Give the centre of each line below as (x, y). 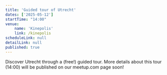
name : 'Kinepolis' (34, 29)
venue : (12, 24)
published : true (22, 47)
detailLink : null (24, 43)
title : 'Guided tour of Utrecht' (41, 10)
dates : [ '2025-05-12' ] (29, 15)
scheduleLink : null (26, 38)
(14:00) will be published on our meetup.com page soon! (65, 67)
